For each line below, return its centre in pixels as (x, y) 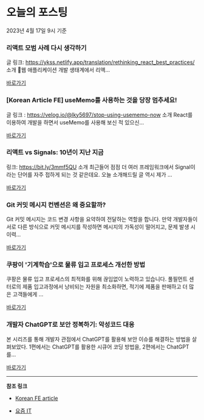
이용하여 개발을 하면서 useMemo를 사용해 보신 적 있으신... (75, 122)
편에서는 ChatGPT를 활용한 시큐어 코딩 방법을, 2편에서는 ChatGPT (110, 347)
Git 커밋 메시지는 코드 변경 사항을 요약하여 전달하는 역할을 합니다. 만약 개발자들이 (102, 219)
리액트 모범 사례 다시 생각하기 (46, 48)
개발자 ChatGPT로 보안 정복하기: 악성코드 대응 (70, 325)
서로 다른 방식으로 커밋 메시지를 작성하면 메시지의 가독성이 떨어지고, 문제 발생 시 (101, 227)
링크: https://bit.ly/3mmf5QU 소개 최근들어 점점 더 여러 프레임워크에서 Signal (99, 167)
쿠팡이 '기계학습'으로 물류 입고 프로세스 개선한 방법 (76, 265)
